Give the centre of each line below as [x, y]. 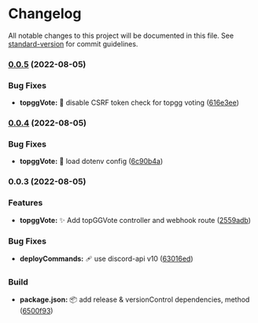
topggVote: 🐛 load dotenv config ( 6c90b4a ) [91, 161]
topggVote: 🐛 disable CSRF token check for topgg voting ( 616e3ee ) [129, 102]
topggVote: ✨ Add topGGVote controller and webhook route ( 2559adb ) [135, 220]
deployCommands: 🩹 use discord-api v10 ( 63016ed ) [107, 258]
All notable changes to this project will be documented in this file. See [121, 35]
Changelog [45, 14]
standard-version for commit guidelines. [73, 43]
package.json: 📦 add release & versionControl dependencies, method [135, 299]
